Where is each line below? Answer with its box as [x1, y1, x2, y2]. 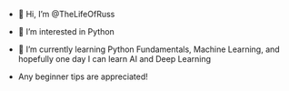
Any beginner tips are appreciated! [17, 71, 148, 82]
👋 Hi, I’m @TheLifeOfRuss [17, 9, 115, 19]
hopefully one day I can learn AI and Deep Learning [17, 54, 212, 64]
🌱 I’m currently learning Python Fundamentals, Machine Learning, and [17, 44, 280, 55]
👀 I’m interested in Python [17, 26, 115, 36]
